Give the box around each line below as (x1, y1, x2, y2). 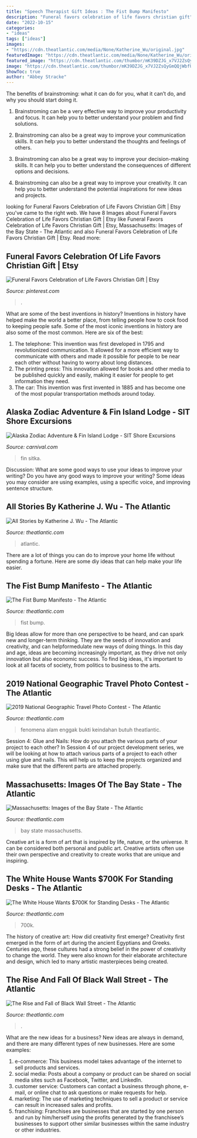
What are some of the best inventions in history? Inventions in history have (6, 310, 186, 317)
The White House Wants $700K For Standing (6, 874, 174, 884)
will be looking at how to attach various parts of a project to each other (6, 750, 177, 757)
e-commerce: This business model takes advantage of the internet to (14, 1058, 182, 1065)
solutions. (14, 120, 39, 127)
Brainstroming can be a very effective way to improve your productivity (14, 108, 186, 115)
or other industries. (14, 1126, 61, 1133)
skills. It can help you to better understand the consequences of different (14, 162, 191, 169)
